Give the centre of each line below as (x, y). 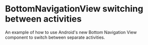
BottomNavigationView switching (74, 9)
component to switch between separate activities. (55, 37)
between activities (43, 19)
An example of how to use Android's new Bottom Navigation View (71, 32)
